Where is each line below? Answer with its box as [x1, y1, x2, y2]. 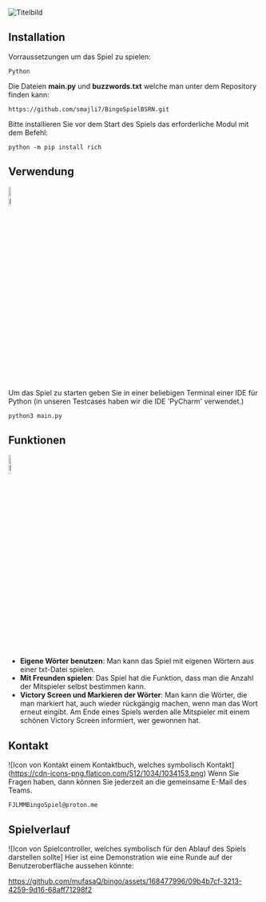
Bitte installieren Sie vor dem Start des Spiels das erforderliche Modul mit [8, 119, 249, 129]
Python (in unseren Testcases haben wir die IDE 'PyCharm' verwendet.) [8, 396, 244, 406]
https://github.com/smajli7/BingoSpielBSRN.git [8, 105, 170, 113]
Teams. [8, 785, 33, 795]
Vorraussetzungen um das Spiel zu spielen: [8, 52, 151, 62]
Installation [8, 30, 66, 44]
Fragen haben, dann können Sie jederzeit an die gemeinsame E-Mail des [8, 777, 248, 787]
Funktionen [8, 434, 66, 447]
